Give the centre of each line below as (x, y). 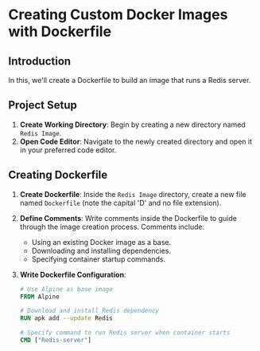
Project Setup (43, 105)
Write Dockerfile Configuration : (73, 274)
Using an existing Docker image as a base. (101, 242)
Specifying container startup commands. (98, 259)
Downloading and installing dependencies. (101, 250)
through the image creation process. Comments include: (112, 227)
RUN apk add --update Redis (66, 318)
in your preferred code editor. (68, 150)
